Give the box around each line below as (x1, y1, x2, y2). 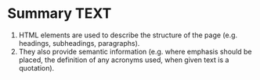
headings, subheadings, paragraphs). (18, 38, 140, 47)
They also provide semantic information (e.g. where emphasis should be (18, 47, 252, 56)
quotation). (18, 63, 55, 72)
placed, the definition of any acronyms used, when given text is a (18, 55, 229, 64)
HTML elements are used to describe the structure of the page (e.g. (18, 30, 238, 40)
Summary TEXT (7, 5, 112, 23)
